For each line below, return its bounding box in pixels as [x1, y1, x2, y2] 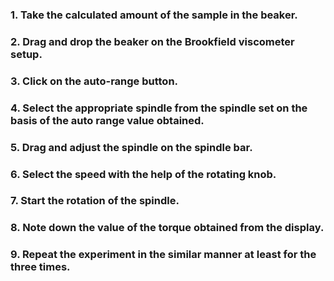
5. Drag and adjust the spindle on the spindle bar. [10, 140, 253, 154]
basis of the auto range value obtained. [10, 113, 205, 127]
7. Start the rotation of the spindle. [10, 194, 180, 208]
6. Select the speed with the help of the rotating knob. [10, 167, 277, 181]
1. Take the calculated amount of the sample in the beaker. [10, 8, 298, 22]
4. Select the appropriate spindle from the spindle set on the [10, 101, 308, 115]
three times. [10, 260, 71, 274]
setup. [10, 47, 43, 61]
